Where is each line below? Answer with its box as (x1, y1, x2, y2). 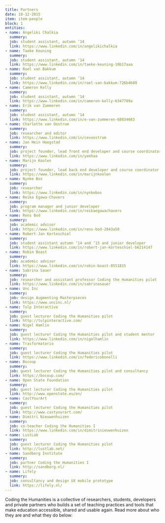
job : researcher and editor (9, 131, 67, 136)
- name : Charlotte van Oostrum (5, 122, 69, 126)
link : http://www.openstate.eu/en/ (9, 392, 82, 397)
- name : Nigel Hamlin (5, 323, 50, 328)
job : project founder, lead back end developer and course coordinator (9, 167, 160, 172)
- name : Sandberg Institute (5, 451, 63, 456)
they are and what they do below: (5, 512, 73, 518)
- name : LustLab (5, 432, 38, 438)
